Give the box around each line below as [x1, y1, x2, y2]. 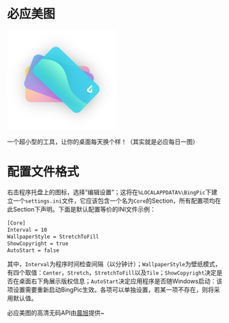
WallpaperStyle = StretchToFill [7, 233, 99, 240]
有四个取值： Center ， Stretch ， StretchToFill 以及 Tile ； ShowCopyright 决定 [7, 268, 217, 277]
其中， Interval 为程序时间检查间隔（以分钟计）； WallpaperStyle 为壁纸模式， [7, 260, 221, 268]
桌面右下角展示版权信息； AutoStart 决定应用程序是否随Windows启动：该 [18, 277, 223, 285]
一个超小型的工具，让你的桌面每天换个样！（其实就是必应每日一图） [7, 138, 199, 146]
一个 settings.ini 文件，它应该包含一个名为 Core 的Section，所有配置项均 [12, 196, 215, 205]
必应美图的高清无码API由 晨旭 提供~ [7, 309, 105, 317]
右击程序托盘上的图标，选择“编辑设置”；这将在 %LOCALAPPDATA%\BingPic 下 [7, 188, 212, 196]
